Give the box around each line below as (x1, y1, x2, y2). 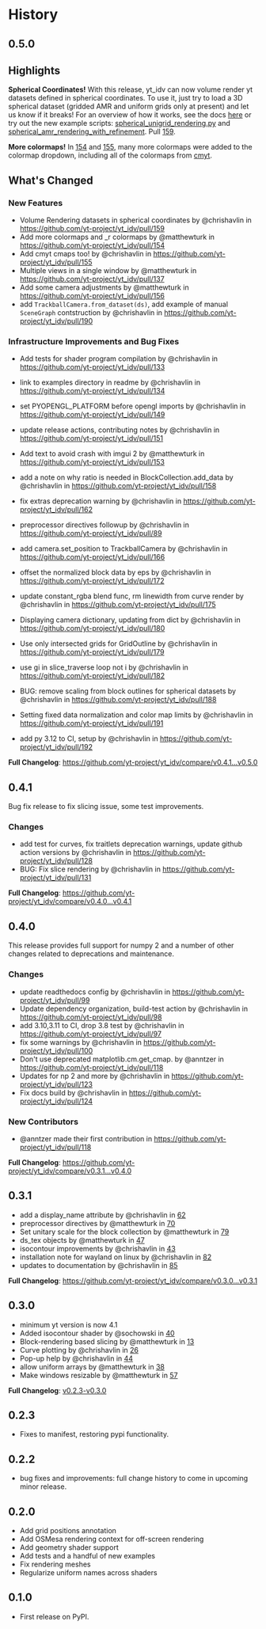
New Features (8, 197, 63, 208)
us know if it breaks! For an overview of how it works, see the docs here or (8, 110, 252, 120)
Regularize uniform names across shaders (19, 1567, 158, 1577)
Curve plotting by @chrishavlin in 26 (19, 1345, 139, 1354)
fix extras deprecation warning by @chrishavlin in (19, 496, 182, 506)
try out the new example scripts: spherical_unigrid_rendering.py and (8, 119, 231, 128)
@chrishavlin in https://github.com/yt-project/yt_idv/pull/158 (19, 481, 217, 491)
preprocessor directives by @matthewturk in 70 (19, 1218, 176, 1228)
